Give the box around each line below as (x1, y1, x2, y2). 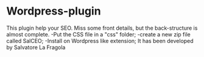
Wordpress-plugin (6, 4, 102, 18)
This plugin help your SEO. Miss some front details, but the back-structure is (6, 24, 198, 32)
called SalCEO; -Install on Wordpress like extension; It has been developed (6, 37, 194, 44)
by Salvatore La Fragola (6, 44, 66, 51)
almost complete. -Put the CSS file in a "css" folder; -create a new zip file (6, 30, 191, 38)
